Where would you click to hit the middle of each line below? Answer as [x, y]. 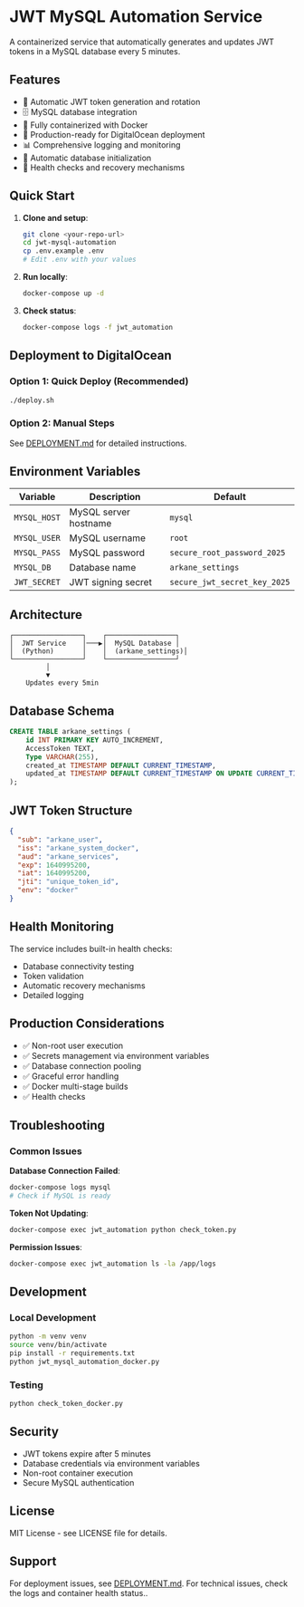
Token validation [53, 976]
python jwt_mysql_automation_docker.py [85, 1362]
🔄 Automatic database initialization [87, 158]
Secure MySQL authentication [78, 1482]
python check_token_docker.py [66, 1404]
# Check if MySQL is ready [60, 1196]
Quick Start [42, 196]
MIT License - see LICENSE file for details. [88, 1533]
